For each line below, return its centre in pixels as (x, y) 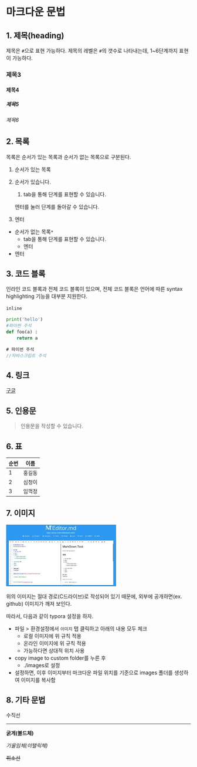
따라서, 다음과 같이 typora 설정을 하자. (50, 616)
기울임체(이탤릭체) (27, 746)
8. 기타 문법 (26, 700)
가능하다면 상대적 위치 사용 (54, 650)
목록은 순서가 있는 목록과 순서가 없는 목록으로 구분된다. (69, 157)
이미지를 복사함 (38, 680)
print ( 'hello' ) (25, 320)
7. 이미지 (21, 513)
